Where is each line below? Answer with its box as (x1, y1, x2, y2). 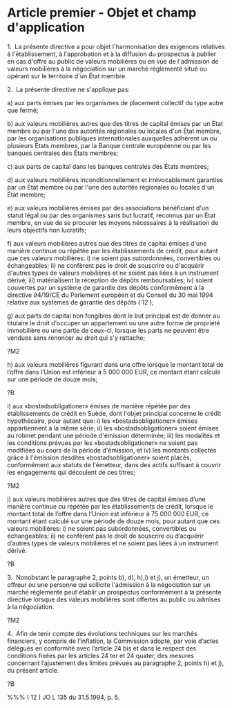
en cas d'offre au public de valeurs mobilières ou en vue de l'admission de (7, 57, 219, 65)
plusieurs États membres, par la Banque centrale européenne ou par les (7, 141, 212, 149)
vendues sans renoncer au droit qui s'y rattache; (7, 334, 146, 342)
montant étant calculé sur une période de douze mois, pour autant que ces (7, 517, 220, 525)
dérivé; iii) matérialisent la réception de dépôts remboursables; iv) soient (7, 275, 213, 284)
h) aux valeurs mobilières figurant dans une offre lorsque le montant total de (7, 360, 224, 368)
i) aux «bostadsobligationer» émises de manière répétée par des (7, 401, 191, 410)
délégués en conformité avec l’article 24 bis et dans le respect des (7, 644, 197, 652)
